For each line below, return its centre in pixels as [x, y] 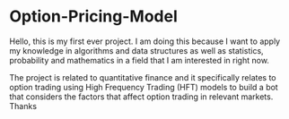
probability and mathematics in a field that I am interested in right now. [139, 60]
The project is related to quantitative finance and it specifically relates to [143, 77]
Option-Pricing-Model [93, 17]
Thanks [23, 106]
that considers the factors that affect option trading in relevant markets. [141, 97]
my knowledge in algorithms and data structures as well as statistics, [136, 50]
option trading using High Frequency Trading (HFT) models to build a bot [144, 87]
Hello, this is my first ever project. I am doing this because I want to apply [145, 41]
